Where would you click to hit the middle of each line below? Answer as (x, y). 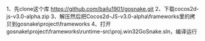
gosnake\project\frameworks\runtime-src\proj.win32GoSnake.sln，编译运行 (102, 31)
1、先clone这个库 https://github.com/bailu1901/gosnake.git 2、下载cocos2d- (103, 9)
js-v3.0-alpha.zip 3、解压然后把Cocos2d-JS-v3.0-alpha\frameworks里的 (98, 16)
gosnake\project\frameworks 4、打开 (64, 24)
